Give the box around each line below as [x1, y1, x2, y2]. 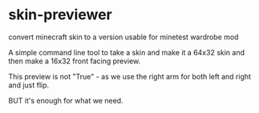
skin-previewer [8, 6, 112, 24]
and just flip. [8, 80, 50, 90]
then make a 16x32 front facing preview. [8, 56, 141, 66]
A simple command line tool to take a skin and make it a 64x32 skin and [8, 47, 245, 57]
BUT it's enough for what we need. [8, 95, 123, 105]
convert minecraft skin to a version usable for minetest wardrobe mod [8, 32, 239, 42]
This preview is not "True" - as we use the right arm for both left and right [8, 71, 251, 81]
